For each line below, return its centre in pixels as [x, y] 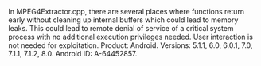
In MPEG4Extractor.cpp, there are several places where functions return [127, 12]
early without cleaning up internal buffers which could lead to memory [123, 20]
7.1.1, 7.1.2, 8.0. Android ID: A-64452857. [73, 54]
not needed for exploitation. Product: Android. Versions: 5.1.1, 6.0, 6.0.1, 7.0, [130, 45]
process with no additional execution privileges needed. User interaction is [130, 37]
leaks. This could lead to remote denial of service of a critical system [121, 28]
